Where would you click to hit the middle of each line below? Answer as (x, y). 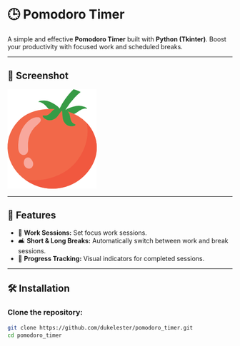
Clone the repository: (45, 312)
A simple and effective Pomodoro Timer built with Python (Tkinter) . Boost (117, 39)
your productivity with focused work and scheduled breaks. (95, 46)
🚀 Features (32, 215)
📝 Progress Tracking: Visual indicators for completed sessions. (111, 258)
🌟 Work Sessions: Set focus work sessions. (82, 233)
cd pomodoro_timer (35, 336)
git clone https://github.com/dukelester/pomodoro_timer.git (100, 328)
